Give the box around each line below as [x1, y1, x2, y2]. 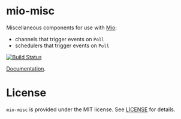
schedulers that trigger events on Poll [14, 42, 110, 49]
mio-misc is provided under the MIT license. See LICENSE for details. [6, 106, 176, 113]
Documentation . [6, 65, 46, 72]
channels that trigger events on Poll [14, 35, 105, 42]
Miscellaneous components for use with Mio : [6, 24, 117, 31]
